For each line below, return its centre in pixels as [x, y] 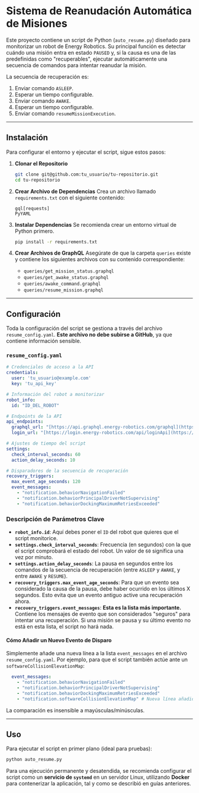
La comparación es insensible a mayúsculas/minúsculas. [76, 710]
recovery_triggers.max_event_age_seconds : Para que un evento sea [97, 582]
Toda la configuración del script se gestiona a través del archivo [84, 328]
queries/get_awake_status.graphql [66, 278]
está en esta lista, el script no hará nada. [64, 627]
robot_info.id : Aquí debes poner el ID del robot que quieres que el [97, 532]
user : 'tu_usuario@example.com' [52, 378]
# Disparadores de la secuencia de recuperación [67, 471]
